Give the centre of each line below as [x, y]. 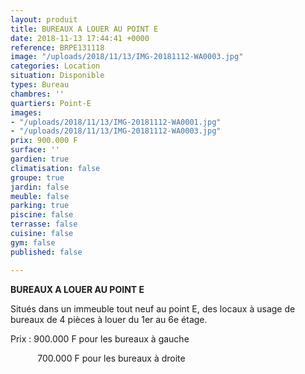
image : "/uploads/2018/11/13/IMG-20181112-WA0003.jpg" [127, 57]
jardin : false [40, 187]
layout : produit [44, 19]
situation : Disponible [57, 76]
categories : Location [55, 66]
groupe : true [37, 177]
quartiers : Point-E [51, 103]
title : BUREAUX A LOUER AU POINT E [84, 29]
